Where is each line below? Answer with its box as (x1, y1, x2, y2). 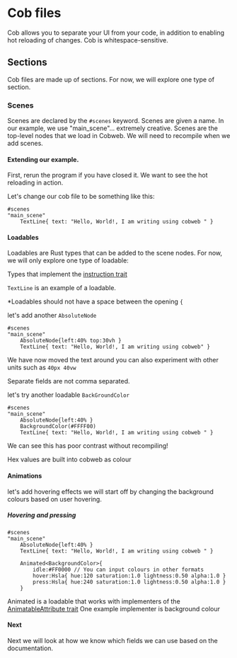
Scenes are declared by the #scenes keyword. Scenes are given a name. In (7, 117, 224, 125)
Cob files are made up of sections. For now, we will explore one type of (7, 75, 214, 83)
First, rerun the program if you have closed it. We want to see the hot (7, 171, 208, 180)
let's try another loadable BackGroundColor (7, 391, 129, 399)
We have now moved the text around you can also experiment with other (7, 356, 219, 364)
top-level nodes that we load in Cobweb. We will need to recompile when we (7, 132, 231, 140)
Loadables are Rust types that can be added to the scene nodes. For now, (7, 249, 223, 258)
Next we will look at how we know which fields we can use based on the (7, 636, 218, 645)
